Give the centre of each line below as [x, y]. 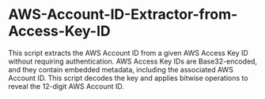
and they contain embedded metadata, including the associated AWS [121, 69]
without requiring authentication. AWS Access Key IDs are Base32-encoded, [133, 61]
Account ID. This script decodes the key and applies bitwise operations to [128, 78]
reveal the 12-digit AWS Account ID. [66, 86]
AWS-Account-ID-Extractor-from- [123, 15]
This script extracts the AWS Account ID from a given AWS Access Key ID [129, 53]
